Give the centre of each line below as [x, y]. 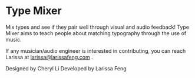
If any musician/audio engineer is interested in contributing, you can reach [96, 50]
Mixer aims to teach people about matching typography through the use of [96, 33]
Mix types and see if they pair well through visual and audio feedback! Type [97, 27]
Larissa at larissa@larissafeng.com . [49, 57]
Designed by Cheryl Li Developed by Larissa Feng [66, 68]
